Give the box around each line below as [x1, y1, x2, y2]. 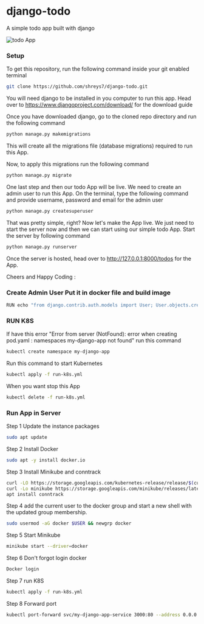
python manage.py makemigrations [6, 131, 91, 138]
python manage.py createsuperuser [6, 208, 94, 214]
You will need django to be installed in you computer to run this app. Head [6, 94, 191, 102]
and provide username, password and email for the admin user [6, 196, 164, 204]
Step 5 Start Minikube [6, 531, 61, 539]
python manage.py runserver [6, 244, 78, 250]
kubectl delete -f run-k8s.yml [6, 394, 86, 400]
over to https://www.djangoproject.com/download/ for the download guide [6, 101, 193, 108]
